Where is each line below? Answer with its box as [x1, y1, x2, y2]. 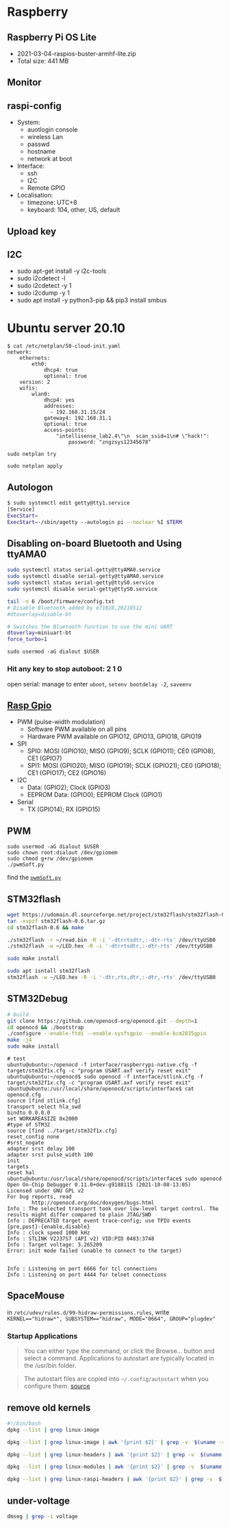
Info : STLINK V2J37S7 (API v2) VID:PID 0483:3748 [7, 1236, 155, 1242]
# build [7, 1011, 29, 1018]
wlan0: [31, 391, 51, 398]
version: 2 [19, 378, 51, 386]
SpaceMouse [7, 1290, 65, 1301]
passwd [27, 140, 50, 148]
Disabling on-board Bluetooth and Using [7, 538, 183, 549]
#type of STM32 [7, 1122, 51, 1129]
